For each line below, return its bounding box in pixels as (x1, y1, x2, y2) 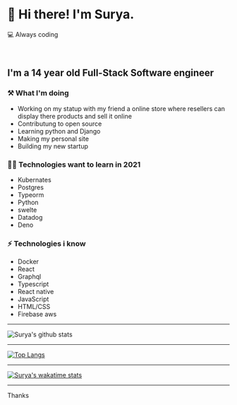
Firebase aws (17, 310, 57, 319)
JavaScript (17, 295, 49, 303)
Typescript (17, 280, 49, 288)
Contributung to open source (17, 119, 102, 128)
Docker (17, 257, 39, 266)
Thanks (7, 392, 30, 400)
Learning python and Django (17, 127, 101, 135)
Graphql (17, 272, 42, 281)
